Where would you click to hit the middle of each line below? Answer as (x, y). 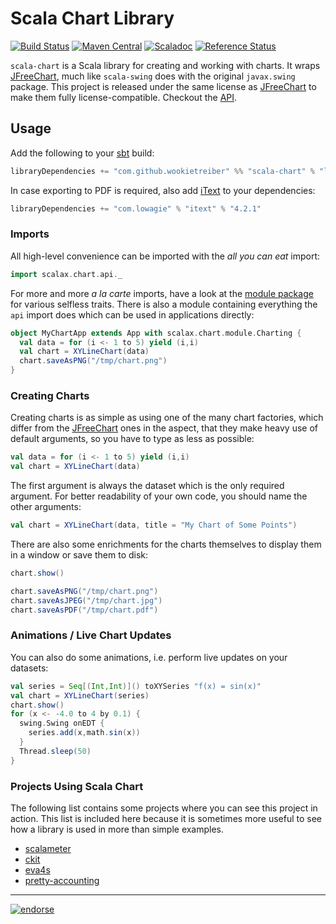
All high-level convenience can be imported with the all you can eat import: (165, 256)
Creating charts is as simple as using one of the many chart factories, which (167, 418)
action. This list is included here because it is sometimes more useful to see (166, 818)
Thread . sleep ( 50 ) (55, 751)
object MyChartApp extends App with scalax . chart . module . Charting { (156, 333)
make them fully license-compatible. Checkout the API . (124, 97)
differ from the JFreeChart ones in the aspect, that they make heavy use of (164, 428)
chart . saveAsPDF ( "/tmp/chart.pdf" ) (84, 610)
